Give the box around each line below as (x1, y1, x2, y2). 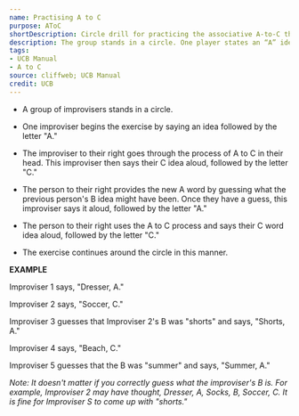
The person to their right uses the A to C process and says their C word (21, 220, 285, 231)
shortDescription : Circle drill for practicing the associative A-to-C (9, 29, 280, 38)
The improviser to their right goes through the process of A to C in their (21, 148, 284, 159)
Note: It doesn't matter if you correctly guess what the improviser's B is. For (9, 377, 287, 387)
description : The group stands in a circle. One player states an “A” (9, 37, 277, 47)
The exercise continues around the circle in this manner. (21, 247, 229, 257)
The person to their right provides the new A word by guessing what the (21, 184, 287, 194)
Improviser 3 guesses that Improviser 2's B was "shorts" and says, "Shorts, (9, 315, 286, 326)
